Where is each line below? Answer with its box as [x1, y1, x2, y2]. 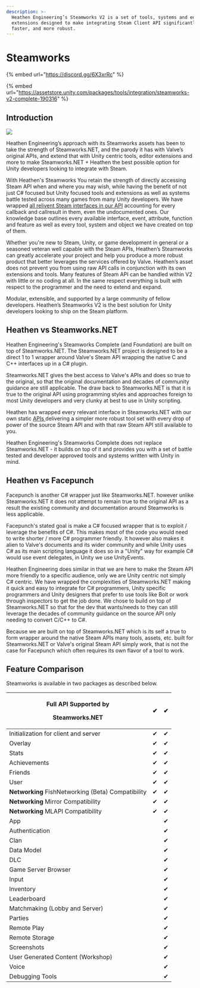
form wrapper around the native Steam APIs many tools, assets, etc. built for [6, 634, 193, 641]
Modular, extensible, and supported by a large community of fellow [6, 295, 171, 302]
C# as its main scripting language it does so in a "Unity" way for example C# [6, 547, 193, 555]
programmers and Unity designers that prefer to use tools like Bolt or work [6, 591, 189, 598]
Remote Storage [9, 934, 55, 942]
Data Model [9, 846, 42, 855]
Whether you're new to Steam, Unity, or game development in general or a [6, 239, 189, 246]
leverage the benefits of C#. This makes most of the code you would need [6, 528, 189, 536]
